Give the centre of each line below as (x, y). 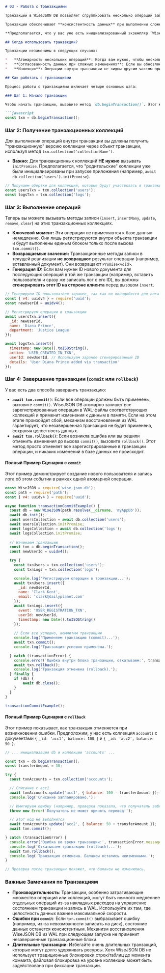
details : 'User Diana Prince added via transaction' (65, 362)
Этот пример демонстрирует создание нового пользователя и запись (79, 473)
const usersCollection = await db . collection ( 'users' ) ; (68, 520)
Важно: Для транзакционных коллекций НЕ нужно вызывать (77, 161)
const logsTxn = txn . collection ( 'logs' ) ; (48, 195)
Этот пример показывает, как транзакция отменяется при (66, 728)
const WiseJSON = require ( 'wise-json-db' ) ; (50, 488)
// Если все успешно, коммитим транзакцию (58, 633)
